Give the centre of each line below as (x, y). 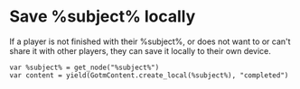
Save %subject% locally (103, 17)
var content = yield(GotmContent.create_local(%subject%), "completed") (149, 75)
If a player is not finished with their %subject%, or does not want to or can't (150, 41)
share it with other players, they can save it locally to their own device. (140, 50)
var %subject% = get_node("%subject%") (84, 67)
